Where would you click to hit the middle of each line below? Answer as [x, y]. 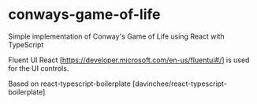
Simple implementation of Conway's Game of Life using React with [116, 36]
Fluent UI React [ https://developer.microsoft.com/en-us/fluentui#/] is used [129, 60]
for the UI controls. [39, 68]
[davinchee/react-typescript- [180, 84]
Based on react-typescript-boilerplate [70, 84]
